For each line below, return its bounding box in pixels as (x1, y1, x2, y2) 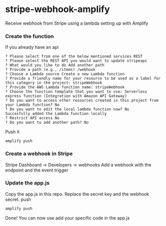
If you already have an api (5, 44, 59, 50)
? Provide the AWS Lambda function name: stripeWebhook (5, 85, 125, 90)
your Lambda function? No (5, 102, 59, 108)
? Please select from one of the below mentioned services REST (5, 54, 143, 59)
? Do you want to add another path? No (5, 120, 89, 125)
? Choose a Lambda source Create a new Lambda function (5, 71, 125, 77)
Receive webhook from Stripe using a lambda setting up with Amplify (5, 20, 148, 26)
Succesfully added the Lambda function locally (5, 111, 107, 116)
